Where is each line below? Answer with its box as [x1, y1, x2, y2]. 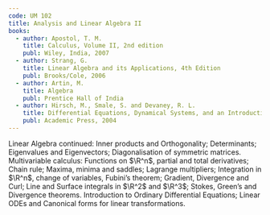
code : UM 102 [8, 11, 52, 20]
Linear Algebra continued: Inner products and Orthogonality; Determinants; [8, 139, 257, 148]
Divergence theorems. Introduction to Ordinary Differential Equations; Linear [8, 190, 261, 200]
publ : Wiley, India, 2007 [22, 49, 110, 57]
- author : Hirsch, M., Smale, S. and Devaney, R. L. [15, 101, 196, 110]
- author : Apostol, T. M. [15, 34, 103, 43]
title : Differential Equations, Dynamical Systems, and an [22, 110, 225, 118]
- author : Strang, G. [15, 57, 88, 65]
